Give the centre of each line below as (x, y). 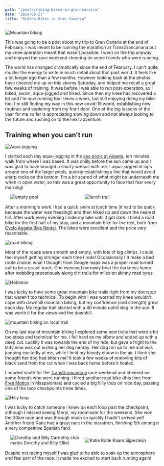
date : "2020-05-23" (25, 14)
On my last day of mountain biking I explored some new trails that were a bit (82, 332)
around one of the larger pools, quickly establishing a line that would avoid (80, 172)
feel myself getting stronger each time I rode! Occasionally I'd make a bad (80, 258)
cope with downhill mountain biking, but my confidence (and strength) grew (82, 303)
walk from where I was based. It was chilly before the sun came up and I (78, 161)
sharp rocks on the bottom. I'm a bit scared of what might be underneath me (82, 177)
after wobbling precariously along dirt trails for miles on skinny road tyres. (80, 273)
